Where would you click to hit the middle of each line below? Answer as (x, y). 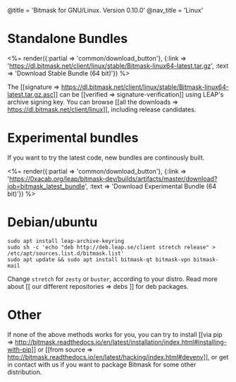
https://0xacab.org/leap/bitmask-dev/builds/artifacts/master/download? (113, 179)
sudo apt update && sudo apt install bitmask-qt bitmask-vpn (99, 259)
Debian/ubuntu (52, 222)
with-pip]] (22, 350)
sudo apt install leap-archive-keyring (66, 241)
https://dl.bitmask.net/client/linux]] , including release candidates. (102, 109)
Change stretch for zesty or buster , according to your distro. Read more (113, 279)
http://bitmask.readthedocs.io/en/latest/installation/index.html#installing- (121, 342)
